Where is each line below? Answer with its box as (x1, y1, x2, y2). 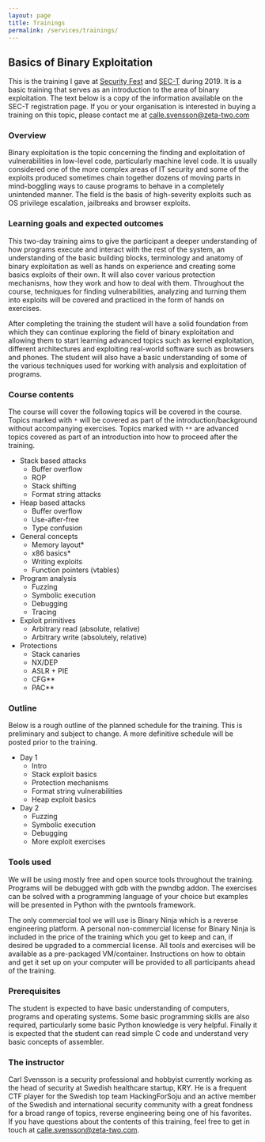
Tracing (31, 607, 57, 617)
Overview (8, 130, 47, 141)
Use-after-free (31, 515, 79, 525)
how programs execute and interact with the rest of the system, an (8, 245, 225, 254)
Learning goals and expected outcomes (8, 218, 164, 230)
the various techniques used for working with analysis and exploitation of (8, 361, 247, 370)
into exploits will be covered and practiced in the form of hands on (8, 294, 225, 305)
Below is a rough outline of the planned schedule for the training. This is (8, 721, 243, 730)
